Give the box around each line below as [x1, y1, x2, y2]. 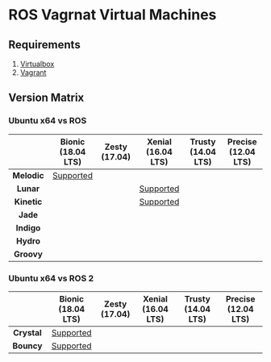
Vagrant [19, 68, 47, 77]
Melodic [12, 169, 44, 181]
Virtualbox [19, 59, 55, 69]
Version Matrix [8, 91, 85, 105]
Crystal [13, 327, 42, 338]
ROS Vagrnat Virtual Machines [8, 6, 217, 24]
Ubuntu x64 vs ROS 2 [8, 273, 94, 284]
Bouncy [12, 340, 43, 352]
